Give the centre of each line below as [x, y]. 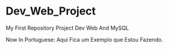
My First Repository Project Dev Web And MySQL [67, 28]
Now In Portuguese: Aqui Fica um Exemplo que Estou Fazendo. [85, 39]
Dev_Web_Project [51, 11]
